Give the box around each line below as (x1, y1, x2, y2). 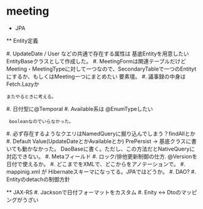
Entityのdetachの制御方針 (6, 175, 70, 183)
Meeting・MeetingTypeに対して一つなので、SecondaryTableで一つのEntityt (6, 65, 196, 73)
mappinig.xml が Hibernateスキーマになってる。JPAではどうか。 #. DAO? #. (6, 168, 196, 175)
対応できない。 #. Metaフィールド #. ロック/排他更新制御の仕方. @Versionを (6, 152, 198, 160)
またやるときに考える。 (6, 93, 57, 100)
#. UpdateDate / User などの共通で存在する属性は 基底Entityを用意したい (6, 50, 189, 57)
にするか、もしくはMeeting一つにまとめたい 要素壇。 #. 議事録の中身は (6, 73, 186, 80)
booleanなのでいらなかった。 (9, 118, 74, 124)
